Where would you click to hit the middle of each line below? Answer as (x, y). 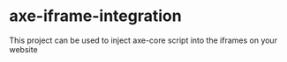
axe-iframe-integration (96, 16)
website (23, 49)
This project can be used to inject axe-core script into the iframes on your (143, 40)
